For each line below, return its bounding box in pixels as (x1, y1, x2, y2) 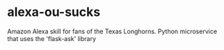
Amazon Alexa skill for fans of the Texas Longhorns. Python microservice (7, 27, 218, 35)
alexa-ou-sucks (7, 4, 101, 20)
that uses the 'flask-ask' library (7, 34, 96, 42)
